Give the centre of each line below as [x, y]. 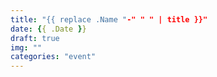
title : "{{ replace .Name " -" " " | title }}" [109, 19]
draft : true [35, 38]
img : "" [26, 47]
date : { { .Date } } [48, 29]
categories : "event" [53, 57]
